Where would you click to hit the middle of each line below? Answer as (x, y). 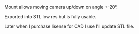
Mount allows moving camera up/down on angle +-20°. (61, 7)
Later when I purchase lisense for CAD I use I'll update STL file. (69, 26)
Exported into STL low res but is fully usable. (51, 17)
